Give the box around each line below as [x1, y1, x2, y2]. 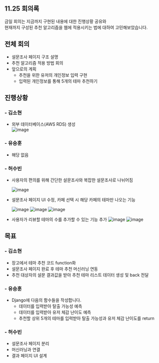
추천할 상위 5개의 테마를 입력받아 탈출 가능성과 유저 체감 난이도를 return [18, 315, 155, 321]
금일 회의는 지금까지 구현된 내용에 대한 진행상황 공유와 [4, 18, 107, 24]
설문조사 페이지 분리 [11, 341, 49, 346]
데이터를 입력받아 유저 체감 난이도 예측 [18, 309, 91, 315]
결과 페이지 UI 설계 [11, 353, 47, 359]
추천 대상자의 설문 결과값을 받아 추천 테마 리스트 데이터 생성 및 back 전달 [11, 272, 149, 278]
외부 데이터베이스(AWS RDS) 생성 [11, 121, 76, 127]
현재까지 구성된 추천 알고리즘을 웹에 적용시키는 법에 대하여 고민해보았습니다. [4, 24, 148, 30]
